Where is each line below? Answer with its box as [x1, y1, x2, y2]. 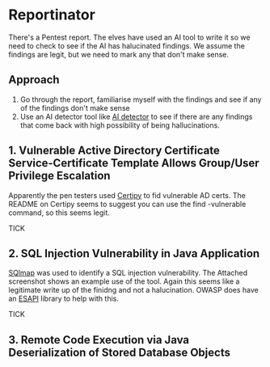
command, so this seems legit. [8, 208, 111, 217]
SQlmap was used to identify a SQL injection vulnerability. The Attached [8, 268, 248, 278]
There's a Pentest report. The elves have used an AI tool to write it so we [8, 32, 251, 42]
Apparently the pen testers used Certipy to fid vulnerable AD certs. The [8, 190, 247, 200]
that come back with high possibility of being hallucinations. [19, 120, 220, 130]
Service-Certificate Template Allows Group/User [8, 156, 260, 171]
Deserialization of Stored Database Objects [8, 345, 230, 359]
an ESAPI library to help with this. [8, 293, 119, 304]
